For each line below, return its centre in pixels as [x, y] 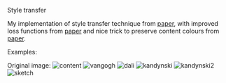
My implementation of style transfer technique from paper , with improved [113, 23]
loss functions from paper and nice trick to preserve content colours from [113, 31]
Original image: [29, 65]
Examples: [22, 52]
